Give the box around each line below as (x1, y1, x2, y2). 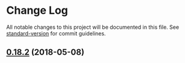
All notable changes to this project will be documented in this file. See (6, 23, 180, 31)
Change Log (6, 4, 68, 17)
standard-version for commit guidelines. (6, 29, 106, 37)
